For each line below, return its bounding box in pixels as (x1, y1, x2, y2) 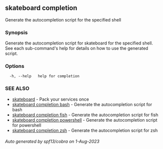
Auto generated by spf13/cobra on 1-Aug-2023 (5, 139, 100, 145)
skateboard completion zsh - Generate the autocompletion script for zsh (12, 127, 158, 133)
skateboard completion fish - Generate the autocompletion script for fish (12, 112, 159, 118)
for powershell (12, 122, 41, 128)
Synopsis (5, 29, 28, 36)
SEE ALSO (5, 85, 30, 92)
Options (5, 63, 24, 70)
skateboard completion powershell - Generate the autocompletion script (12, 117, 158, 123)
